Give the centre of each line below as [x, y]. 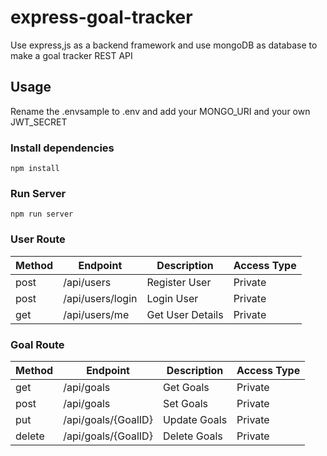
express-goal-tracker [101, 17]
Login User [172, 298]
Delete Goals [192, 436]
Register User [179, 282]
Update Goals [195, 419]
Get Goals [186, 387]
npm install [35, 169]
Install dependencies [62, 148]
